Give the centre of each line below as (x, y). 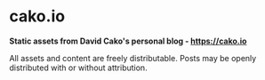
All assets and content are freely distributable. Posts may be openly (133, 58)
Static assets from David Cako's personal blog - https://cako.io (128, 41)
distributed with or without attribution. (79, 68)
